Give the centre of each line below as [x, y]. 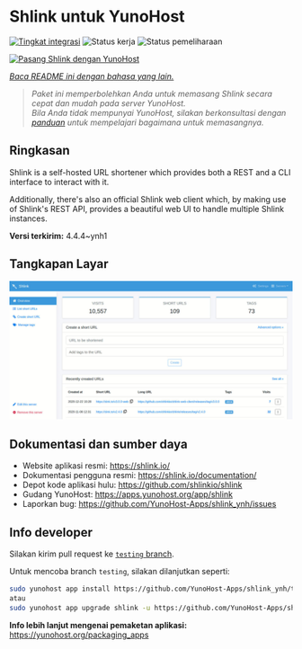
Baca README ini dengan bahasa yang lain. [92, 76]
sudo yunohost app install [60, 589]
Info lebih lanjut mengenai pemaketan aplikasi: [98, 625]
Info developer [51, 532]
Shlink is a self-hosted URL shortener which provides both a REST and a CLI [150, 172]
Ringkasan [40, 151]
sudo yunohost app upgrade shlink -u [80, 609]
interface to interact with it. [59, 182]
